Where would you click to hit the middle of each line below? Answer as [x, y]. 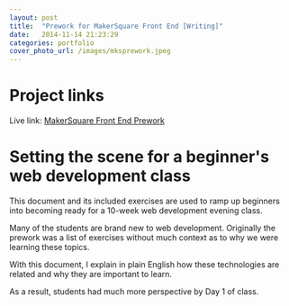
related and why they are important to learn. [91, 274]
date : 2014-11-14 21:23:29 [64, 34]
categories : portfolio [52, 43]
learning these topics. [50, 247]
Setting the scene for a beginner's [140, 157]
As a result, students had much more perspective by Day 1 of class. [134, 292]
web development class [100, 176]
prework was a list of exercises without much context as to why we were [144, 238]
